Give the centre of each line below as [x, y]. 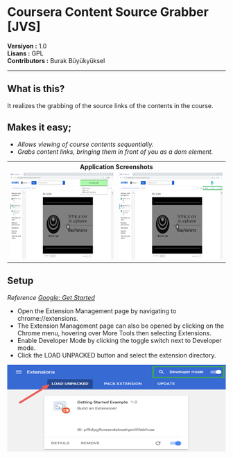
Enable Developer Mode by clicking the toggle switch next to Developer [119, 340]
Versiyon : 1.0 [27, 46]
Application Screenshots [116, 167]
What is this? [36, 89]
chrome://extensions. [48, 318]
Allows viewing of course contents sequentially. [85, 144]
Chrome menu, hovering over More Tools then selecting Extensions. [114, 333]
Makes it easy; [39, 128]
